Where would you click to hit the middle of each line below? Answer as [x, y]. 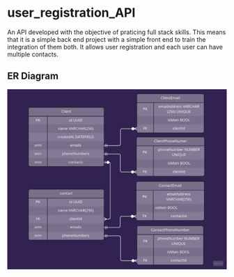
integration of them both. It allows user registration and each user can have [115, 47]
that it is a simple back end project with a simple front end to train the [107, 39]
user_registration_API [71, 13]
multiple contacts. [33, 54]
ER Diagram [33, 76]
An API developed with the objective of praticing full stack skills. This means [117, 32]
